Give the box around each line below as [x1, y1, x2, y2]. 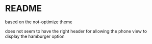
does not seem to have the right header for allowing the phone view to [5, 28, 147, 34]
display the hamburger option [5, 33, 65, 39]
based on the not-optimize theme [5, 19, 73, 25]
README [5, 3, 42, 14]
